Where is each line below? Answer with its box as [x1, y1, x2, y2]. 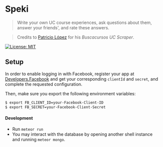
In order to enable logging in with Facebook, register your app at [5, 71, 135, 77]
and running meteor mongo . [12, 136, 65, 142]
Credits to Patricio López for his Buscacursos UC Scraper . [17, 34, 134, 40]
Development [5, 115, 33, 121]
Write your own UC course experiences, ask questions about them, [17, 20, 152, 25]
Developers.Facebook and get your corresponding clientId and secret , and [5, 76, 159, 82]
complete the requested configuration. [5, 81, 82, 87]
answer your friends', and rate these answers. [17, 24, 110, 30]
